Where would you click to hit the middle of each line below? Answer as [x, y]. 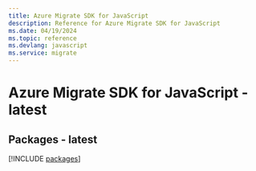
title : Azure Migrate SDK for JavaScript [79, 16]
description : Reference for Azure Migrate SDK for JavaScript [114, 23]
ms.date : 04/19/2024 [43, 31]
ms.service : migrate [43, 53]
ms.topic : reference [43, 38]
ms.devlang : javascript [48, 46]
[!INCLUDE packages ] [45, 159]
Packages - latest [53, 139]
